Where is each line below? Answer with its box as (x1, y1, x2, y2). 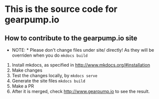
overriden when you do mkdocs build (11, 52, 88, 58)
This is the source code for (4, 3, 118, 15)
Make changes (11, 67, 43, 73)
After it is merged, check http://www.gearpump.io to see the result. (11, 89, 150, 94)
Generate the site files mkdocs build (11, 78, 86, 84)
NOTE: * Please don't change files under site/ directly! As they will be (11, 47, 155, 53)
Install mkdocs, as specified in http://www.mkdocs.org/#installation (11, 62, 151, 68)
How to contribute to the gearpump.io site (4, 34, 138, 42)
